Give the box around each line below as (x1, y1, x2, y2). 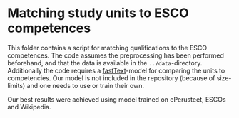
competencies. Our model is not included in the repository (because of (7, 73, 215, 82)
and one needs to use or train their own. (26, 81, 145, 90)
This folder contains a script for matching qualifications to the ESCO (7, 43, 208, 52)
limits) (7, 81, 26, 90)
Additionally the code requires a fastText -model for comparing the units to (7, 66, 225, 75)
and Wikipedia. (7, 102, 51, 111)
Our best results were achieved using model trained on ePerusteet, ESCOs (7, 95, 226, 104)
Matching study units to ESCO (7, 5, 189, 21)
